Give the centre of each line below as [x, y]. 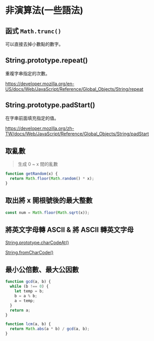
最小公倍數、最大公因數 [42, 269]
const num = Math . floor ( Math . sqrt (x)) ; [48, 212]
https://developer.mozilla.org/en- [40, 83]
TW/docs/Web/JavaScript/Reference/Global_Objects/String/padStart [77, 134]
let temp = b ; [29, 291]
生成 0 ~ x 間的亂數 [38, 164]
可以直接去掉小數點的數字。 [34, 44]
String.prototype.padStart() [50, 105]
